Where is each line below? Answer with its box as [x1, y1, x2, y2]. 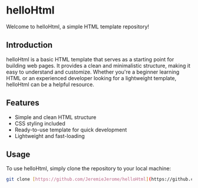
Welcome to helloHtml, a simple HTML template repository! [6, 23, 149, 30]
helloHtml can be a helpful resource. [6, 81, 94, 88]
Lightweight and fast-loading [14, 132, 85, 139]
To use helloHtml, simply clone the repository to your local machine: [6, 165, 171, 172]
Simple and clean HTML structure [14, 113, 97, 121]
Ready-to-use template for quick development [14, 126, 127, 133]
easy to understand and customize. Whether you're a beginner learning [6, 68, 180, 75]
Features [6, 98, 39, 108]
